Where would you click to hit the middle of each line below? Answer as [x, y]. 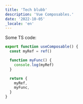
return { [19, 78]
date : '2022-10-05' [25, 19]
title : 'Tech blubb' [26, 10]
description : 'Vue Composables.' [40, 14]
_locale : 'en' [20, 24]
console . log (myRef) [34, 65]
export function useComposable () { [42, 47]
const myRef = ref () [31, 52]
